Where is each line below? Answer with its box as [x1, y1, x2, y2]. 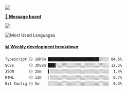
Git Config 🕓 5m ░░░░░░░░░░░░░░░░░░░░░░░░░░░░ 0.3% [5, 81, 123, 86]
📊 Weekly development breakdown [5, 44, 79, 50]
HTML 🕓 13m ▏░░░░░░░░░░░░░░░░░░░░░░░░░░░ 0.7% [5, 75, 123, 80]
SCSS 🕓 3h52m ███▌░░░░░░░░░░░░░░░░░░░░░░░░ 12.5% [5, 63, 123, 68]
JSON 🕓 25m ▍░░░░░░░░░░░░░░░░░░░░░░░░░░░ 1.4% [5, 69, 123, 74]
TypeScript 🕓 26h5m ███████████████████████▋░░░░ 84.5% [5, 57, 123, 62]
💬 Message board [5, 14, 41, 19]
